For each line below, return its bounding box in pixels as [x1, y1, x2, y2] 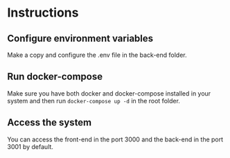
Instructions [7, 5, 79, 21]
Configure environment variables [7, 33, 154, 44]
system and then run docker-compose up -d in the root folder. [7, 96, 180, 105]
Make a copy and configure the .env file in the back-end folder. [7, 51, 187, 59]
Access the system [7, 116, 92, 129]
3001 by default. [7, 142, 54, 150]
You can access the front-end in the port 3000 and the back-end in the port [7, 135, 224, 143]
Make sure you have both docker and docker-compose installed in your [7, 89, 211, 98]
